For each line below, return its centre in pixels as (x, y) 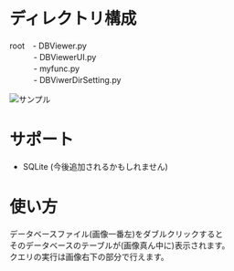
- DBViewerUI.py (65, 57)
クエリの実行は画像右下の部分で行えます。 (89, 256)
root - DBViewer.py (48, 46)
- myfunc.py (57, 68)
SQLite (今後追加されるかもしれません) (96, 166)
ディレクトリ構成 (73, 19)
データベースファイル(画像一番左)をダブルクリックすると (117, 234)
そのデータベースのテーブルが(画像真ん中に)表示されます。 (120, 245)
